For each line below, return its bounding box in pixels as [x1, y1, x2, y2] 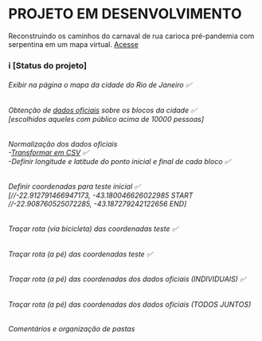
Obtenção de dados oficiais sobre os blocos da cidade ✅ [8, 105, 197, 116]
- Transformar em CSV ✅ [8, 147, 89, 157]
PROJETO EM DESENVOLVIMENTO [8, 5, 242, 23]
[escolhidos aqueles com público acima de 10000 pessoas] [8, 115, 205, 124]
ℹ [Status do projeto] [8, 60, 88, 71]
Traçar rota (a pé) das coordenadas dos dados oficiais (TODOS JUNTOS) [8, 300, 252, 309]
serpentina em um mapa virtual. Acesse [8, 39, 139, 49]
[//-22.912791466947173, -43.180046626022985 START [8, 190, 194, 200]
